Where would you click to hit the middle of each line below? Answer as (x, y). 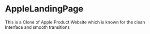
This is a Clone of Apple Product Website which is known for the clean (75, 22)
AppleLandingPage (44, 9)
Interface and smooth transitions (37, 27)
